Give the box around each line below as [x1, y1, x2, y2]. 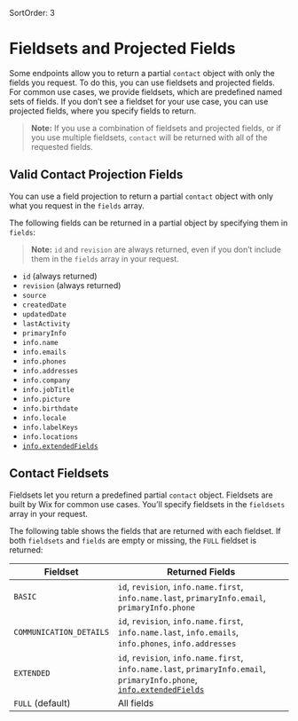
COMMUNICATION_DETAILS [13, 627, 109, 637]
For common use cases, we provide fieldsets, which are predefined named [9, 86, 283, 97]
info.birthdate [21, 404, 79, 413]
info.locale [21, 413, 67, 422]
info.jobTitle [21, 385, 74, 394]
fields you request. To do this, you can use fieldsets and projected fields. [9, 77, 275, 88]
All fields [117, 696, 154, 709]
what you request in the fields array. [9, 200, 145, 211]
